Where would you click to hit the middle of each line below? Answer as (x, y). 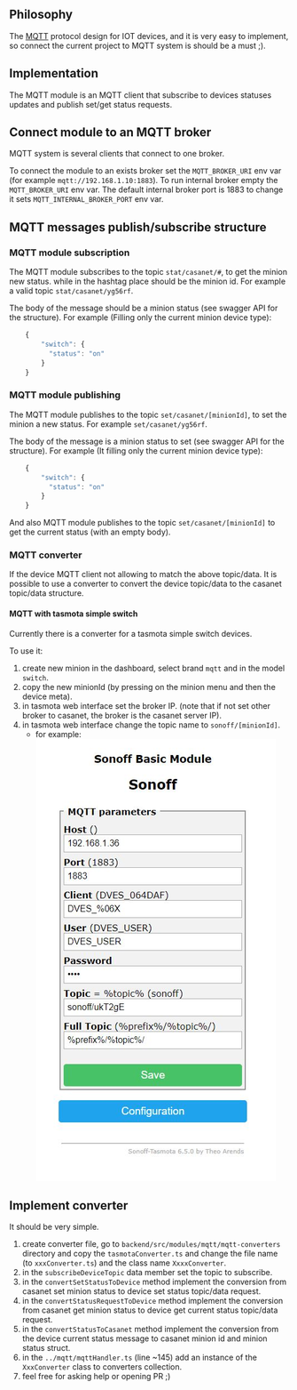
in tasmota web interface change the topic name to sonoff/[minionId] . (151, 725)
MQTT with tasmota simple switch (74, 614)
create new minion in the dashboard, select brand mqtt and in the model (153, 668)
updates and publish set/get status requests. (91, 104)
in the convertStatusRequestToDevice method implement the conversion (152, 1301)
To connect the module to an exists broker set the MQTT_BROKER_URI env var (145, 171)
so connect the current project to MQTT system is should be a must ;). (137, 45)
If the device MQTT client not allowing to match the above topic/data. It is (143, 574)
